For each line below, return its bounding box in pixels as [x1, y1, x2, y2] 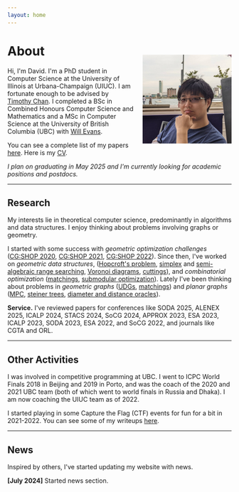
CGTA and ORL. [7, 326, 53, 335]
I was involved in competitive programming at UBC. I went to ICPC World [7, 373, 221, 381]
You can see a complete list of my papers [7, 141, 129, 149]
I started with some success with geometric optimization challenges [7, 245, 208, 253]
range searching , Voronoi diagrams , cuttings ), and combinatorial [36, 267, 226, 276]
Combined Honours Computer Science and [7, 104, 134, 113]
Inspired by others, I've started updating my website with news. [7, 463, 193, 471]
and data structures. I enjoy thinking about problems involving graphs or [7, 223, 219, 232]
